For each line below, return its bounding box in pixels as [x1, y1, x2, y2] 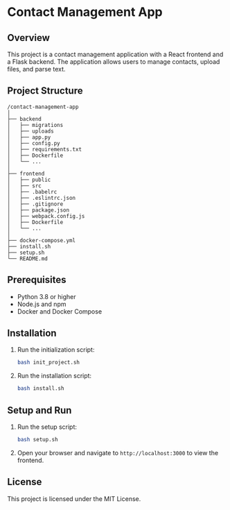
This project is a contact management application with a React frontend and [7, 50, 224, 58]
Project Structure [7, 85, 83, 97]
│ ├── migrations [7, 121, 64, 128]
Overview [7, 32, 51, 44]
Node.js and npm [17, 300, 67, 308]
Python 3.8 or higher [17, 292, 76, 300]
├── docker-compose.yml [7, 237, 76, 244]
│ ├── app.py [7, 133, 51, 141]
